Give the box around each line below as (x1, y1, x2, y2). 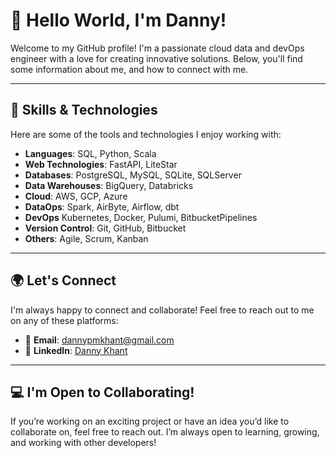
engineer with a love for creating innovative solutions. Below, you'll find (10, 52, 303, 64)
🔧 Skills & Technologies (10, 102, 158, 119)
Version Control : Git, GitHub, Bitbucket (24, 222, 187, 234)
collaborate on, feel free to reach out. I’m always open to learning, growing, (10, 426, 320, 438)
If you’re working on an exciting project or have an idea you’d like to (10, 415, 290, 428)
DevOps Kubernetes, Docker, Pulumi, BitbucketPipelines (24, 211, 258, 223)
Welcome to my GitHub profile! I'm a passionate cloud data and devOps (10, 42, 305, 54)
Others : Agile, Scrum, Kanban (24, 232, 149, 244)
